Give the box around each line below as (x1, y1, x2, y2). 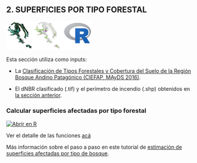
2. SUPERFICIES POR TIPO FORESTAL (6, 5, 147, 15)
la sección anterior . (14, 92, 62, 99)
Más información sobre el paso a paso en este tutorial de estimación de (6, 143, 182, 150)
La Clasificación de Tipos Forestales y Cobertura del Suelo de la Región (14, 67, 192, 75)
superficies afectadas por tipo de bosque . (6, 149, 109, 157)
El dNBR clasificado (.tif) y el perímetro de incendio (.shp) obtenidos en (14, 85, 190, 93)
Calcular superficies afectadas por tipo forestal (6, 107, 146, 115)
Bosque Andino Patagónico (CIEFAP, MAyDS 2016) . (14, 74, 141, 81)
